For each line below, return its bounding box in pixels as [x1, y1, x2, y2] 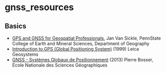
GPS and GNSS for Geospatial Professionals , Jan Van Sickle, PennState [12, 35, 161, 41]
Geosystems [12, 51, 38, 57]
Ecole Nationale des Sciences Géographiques [12, 62, 108, 68]
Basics [5, 22, 26, 30]
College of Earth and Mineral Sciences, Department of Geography [12, 41, 150, 47]
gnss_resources [5, 2, 74, 13]
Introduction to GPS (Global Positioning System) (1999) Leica [12, 46, 139, 52]
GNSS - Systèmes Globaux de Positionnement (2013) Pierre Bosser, [12, 57, 154, 62]
